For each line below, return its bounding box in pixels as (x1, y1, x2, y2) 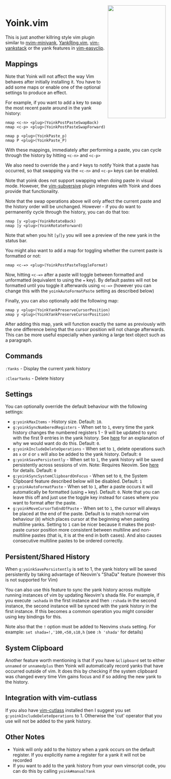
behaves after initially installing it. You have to (5, 78, 101, 85)
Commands (5, 352, 43, 360)
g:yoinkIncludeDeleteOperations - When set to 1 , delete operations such (12, 446, 165, 452)
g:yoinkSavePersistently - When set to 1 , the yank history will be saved (12, 457, 164, 463)
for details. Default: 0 (12, 467, 57, 474)
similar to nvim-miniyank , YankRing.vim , (5, 39, 89, 45)
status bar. (5, 237, 28, 243)
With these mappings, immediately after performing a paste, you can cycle (5, 147, 162, 153)
